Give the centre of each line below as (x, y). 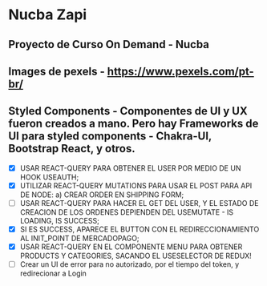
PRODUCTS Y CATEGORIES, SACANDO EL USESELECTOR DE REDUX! (136, 256)
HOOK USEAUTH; (49, 177)
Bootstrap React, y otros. (72, 149)
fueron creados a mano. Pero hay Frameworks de (133, 124)
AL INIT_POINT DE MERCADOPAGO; (79, 239)
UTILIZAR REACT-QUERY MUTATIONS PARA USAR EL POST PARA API (136, 185)
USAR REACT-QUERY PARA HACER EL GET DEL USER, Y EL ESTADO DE (139, 203)
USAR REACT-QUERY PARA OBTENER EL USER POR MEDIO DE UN (130, 168)
